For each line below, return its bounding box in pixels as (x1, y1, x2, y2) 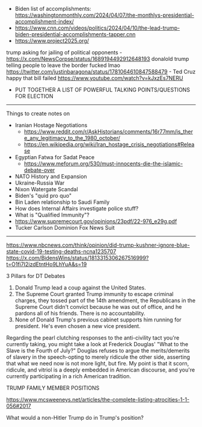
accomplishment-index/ (14, 18, 74, 25)
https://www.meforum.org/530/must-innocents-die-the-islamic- (23, 160, 183, 167)
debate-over (23, 166, 55, 174)
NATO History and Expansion (14, 173, 87, 180)
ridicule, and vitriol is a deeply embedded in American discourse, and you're (6, 366, 195, 373)
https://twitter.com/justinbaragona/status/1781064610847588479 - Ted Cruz (6, 68, 196, 75)
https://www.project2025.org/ (14, 37, 89, 44)
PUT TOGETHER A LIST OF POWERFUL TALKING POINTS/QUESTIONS (14, 86, 191, 93)
